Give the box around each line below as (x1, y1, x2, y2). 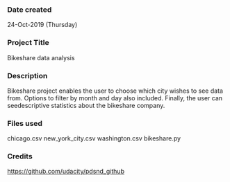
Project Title (7, 38, 50, 48)
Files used (7, 118, 43, 128)
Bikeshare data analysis (7, 53, 75, 62)
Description (7, 71, 48, 80)
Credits (7, 152, 33, 161)
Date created (7, 5, 52, 15)
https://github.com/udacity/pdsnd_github (7, 167, 125, 176)
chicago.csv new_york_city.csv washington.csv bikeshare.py (7, 134, 181, 143)
